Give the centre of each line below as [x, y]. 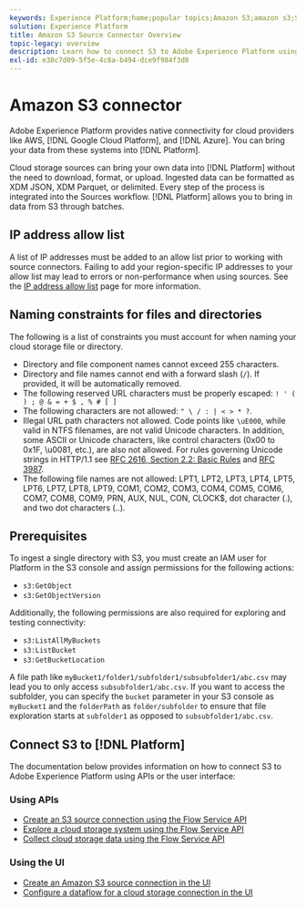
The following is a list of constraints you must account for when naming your [153, 336]
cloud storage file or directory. [66, 346]
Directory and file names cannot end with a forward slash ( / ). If [141, 374]
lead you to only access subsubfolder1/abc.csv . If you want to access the [147, 687]
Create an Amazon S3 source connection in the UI [117, 882]
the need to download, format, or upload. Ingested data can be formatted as [152, 177]
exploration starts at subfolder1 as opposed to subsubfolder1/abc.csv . [141, 716]
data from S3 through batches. [67, 206]
